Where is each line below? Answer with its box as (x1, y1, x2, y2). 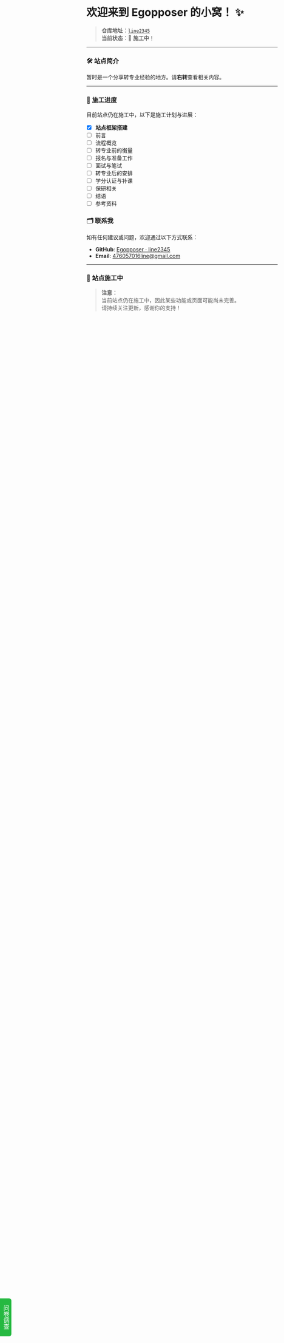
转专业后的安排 (95, 169, 133, 177)
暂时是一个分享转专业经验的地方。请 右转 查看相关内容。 (86, 73, 225, 81)
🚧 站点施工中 (86, 274, 124, 282)
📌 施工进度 (86, 96, 118, 104)
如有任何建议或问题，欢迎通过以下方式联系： (86, 233, 198, 240)
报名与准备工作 (95, 154, 133, 161)
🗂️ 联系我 (86, 217, 113, 225)
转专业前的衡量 (95, 146, 133, 154)
